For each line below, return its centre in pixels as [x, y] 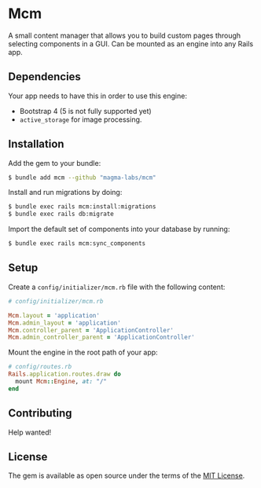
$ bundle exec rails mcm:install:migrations [82, 207]
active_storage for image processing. [81, 119]
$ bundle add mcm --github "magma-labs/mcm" [82, 178]
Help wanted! [30, 432]
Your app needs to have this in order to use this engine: [97, 96]
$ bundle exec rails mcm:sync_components [77, 244]
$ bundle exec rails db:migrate [61, 214]
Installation [36, 144]
